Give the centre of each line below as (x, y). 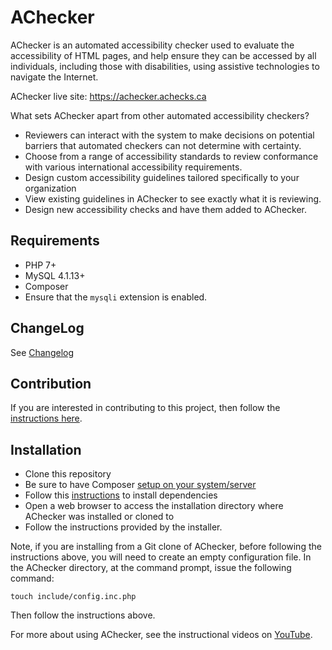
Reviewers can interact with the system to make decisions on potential (169, 135)
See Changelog (42, 352)
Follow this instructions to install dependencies (121, 495)
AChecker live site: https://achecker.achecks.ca (108, 96)
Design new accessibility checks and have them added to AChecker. (166, 209)
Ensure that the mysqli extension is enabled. (116, 297)
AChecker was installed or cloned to (99, 517)
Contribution (51, 383)
